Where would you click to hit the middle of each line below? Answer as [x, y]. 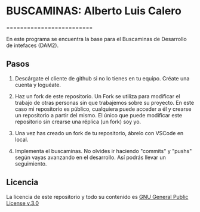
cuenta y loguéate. [38, 85]
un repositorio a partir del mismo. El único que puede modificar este [99, 115]
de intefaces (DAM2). [32, 45]
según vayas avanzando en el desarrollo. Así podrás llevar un [90, 157]
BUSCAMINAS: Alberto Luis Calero [94, 11]
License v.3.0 [22, 203]
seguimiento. [31, 163]
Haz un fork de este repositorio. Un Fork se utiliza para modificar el [97, 96]
